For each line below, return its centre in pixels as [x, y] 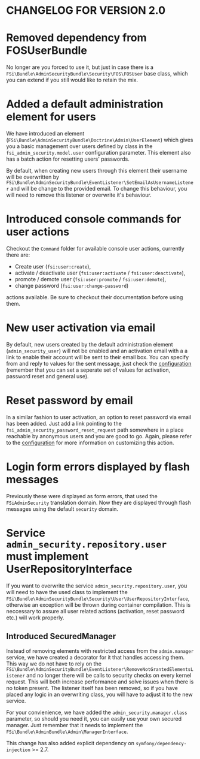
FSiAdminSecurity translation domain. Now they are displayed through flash [99, 502]
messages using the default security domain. [62, 509]
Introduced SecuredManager [61, 636]
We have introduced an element [45, 134]
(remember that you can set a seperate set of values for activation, [88, 370]
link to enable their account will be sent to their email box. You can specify [98, 357]
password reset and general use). [47, 376]
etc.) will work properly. [35, 618]
